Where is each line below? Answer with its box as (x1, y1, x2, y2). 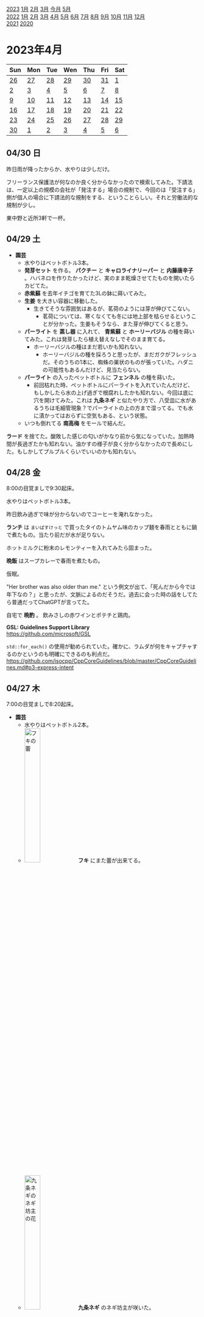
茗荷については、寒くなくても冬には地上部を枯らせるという (42, 312, 192, 320)
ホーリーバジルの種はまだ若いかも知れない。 (33, 343, 146, 350)
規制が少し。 (6, 201, 38, 208)
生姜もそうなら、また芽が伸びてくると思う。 (80, 320, 192, 327)
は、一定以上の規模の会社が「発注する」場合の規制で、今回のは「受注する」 (6, 186, 199, 193)
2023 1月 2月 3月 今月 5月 (6, 6, 71, 12)
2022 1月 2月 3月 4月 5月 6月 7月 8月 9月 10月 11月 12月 (6, 13, 146, 20)
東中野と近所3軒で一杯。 (6, 214, 69, 221)
